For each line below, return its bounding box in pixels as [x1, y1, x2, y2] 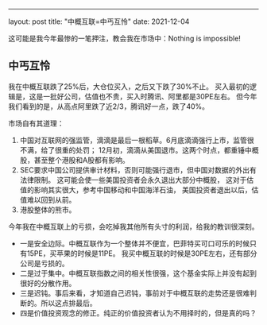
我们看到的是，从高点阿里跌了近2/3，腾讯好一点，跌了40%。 [8, 101, 209, 111]
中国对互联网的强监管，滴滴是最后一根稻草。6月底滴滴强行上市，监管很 [19, 135, 254, 145]
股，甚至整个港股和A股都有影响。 [19, 155, 130, 164]
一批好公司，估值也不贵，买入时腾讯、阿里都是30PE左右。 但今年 [42, 91, 257, 101]
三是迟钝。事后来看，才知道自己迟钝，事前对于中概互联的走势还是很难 [19, 288, 250, 298]
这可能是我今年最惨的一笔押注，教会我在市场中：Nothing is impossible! [8, 33, 241, 43]
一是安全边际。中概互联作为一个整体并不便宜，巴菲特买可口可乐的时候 [19, 238, 250, 248]
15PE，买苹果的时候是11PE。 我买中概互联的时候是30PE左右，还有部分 [26, 248, 257, 258]
